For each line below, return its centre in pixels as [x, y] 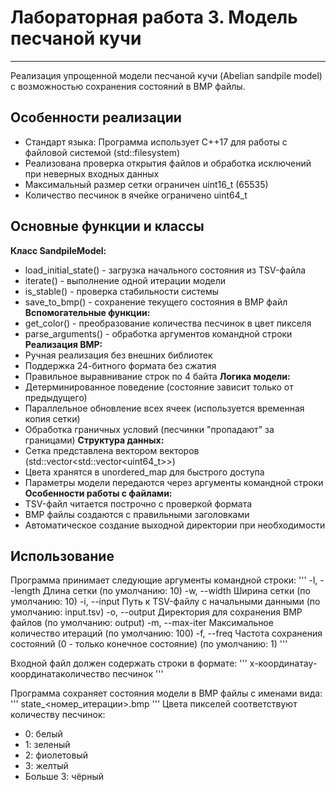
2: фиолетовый [56, 755]
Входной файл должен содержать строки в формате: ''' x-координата [159, 663]
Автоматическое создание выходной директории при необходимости [175, 525]
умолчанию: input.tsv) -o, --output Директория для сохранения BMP [156, 612]
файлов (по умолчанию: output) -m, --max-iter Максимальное [142, 623]
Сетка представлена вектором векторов [112, 450]
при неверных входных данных [92, 173]
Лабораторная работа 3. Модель [154, 17]
